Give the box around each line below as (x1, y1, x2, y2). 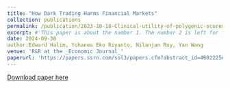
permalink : (7, 23, 38, 29)
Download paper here (7, 73, 68, 81)
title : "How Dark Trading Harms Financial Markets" (7, 10, 157, 17)
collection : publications (7, 16, 81, 23)
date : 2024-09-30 (7, 35, 57, 42)
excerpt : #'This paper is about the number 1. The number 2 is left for (7, 29, 219, 36)
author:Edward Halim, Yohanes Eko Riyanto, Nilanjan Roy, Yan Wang (7, 42, 204, 48)
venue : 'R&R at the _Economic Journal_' (7, 48, 125, 55)
